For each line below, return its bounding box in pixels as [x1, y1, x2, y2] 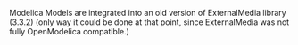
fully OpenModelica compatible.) [9, 26, 129, 36]
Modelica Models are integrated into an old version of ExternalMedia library [9, 8, 287, 18]
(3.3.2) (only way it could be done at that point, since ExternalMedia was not [9, 17, 290, 27]
